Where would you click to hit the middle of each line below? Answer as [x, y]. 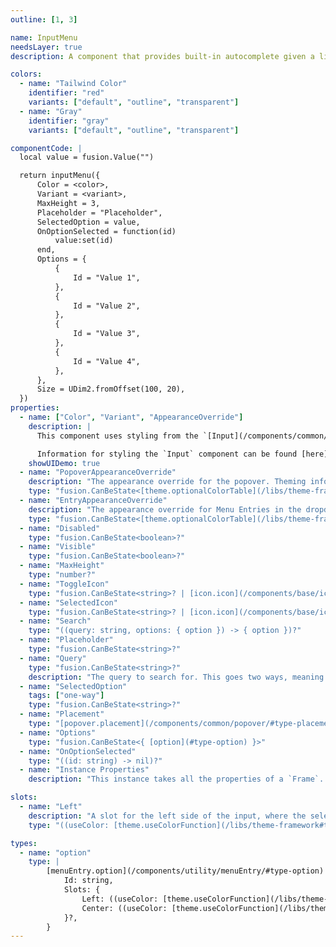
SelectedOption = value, [88, 222]
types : [24, 843]
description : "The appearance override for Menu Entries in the [165, 509]
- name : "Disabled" [60, 528]
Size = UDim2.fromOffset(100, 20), [111, 389]
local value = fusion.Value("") [87, 157]
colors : [26, 74]
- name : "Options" [58, 732]
